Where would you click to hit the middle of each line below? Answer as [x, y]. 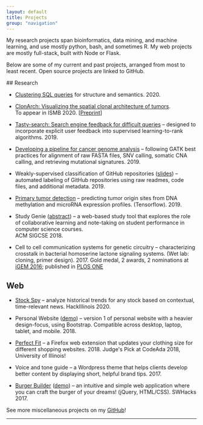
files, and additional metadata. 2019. [60, 187]
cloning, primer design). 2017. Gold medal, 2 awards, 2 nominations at [102, 260]
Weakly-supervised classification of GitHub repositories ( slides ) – [96, 174]
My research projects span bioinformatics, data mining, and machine [92, 41]
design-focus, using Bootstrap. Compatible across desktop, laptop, [98, 325]
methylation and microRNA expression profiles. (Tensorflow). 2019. [98, 205]
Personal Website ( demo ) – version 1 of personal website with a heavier [104, 319]
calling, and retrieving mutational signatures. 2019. [78, 162]
